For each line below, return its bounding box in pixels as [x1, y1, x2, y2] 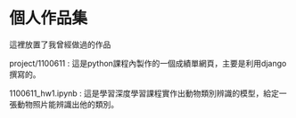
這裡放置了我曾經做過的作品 [9, 39, 111, 50]
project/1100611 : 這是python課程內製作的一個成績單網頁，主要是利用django [9, 58, 287, 68]
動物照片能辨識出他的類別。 [16, 98, 119, 109]
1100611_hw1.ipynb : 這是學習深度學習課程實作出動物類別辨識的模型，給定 [9, 88, 279, 98]
